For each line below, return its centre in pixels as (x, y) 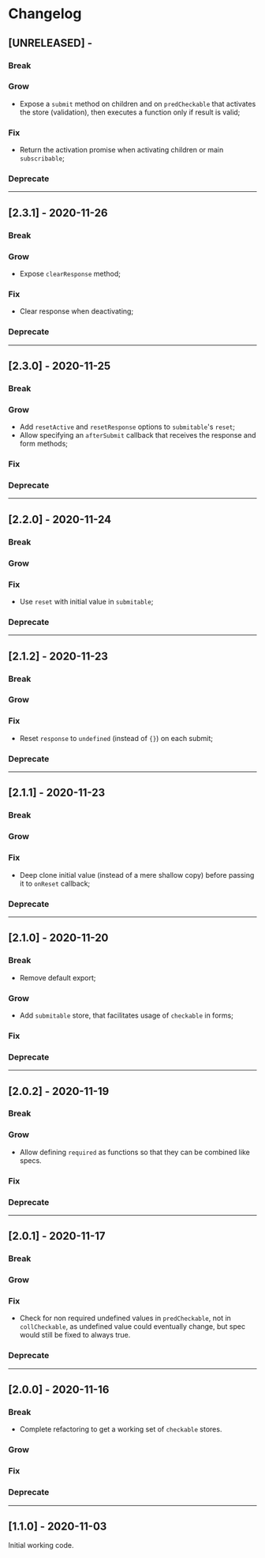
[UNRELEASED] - (50, 43)
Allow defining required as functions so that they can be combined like (134, 1152)
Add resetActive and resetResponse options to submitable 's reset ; (127, 427)
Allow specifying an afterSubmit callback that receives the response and (138, 435)
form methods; (44, 444)
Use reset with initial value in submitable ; (86, 601)
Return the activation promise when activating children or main (121, 150)
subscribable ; (42, 158)
